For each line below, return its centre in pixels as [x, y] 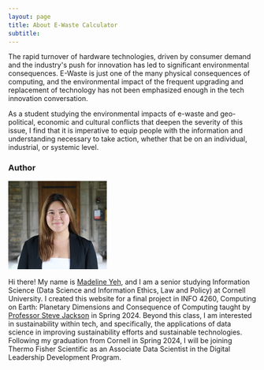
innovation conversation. [48, 99]
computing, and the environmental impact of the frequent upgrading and [126, 82]
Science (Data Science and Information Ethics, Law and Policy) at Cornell [127, 290]
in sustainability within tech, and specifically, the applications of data [120, 323]
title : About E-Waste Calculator [63, 25]
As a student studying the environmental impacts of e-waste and [113, 114]
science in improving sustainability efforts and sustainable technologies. [125, 332]
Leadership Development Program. [65, 357]
